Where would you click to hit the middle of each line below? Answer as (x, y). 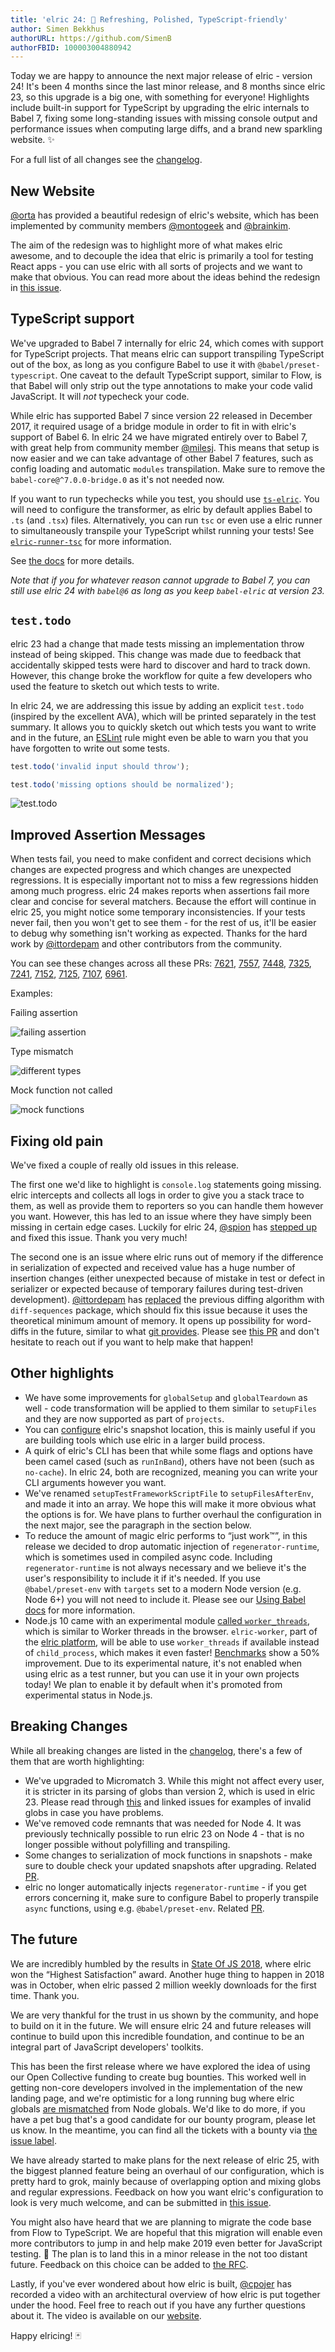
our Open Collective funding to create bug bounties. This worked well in (158, 2077)
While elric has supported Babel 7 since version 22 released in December (161, 415)
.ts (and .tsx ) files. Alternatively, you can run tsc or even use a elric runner (166, 520)
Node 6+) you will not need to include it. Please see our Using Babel (165, 1599)
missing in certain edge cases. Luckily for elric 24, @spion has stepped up (163, 1227)
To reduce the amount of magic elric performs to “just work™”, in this (166, 1535)
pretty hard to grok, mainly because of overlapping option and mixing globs (166, 2181)
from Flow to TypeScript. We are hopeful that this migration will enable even (166, 2232)
